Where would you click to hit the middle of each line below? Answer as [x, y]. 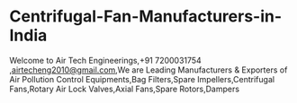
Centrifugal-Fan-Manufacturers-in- [146, 17]
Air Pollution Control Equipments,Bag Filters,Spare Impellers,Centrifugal [142, 79]
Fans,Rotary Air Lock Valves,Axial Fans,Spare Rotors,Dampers [125, 89]
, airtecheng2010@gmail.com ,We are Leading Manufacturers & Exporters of [148, 70]
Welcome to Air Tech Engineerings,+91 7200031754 [106, 60]
